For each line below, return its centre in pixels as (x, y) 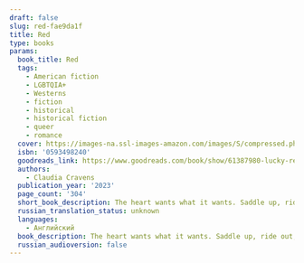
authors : (34, 169)
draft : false (34, 18)
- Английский (50, 228)
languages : (38, 219)
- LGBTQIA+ (46, 85)
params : (24, 52)
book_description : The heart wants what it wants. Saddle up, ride (147, 236)
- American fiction (62, 77)
